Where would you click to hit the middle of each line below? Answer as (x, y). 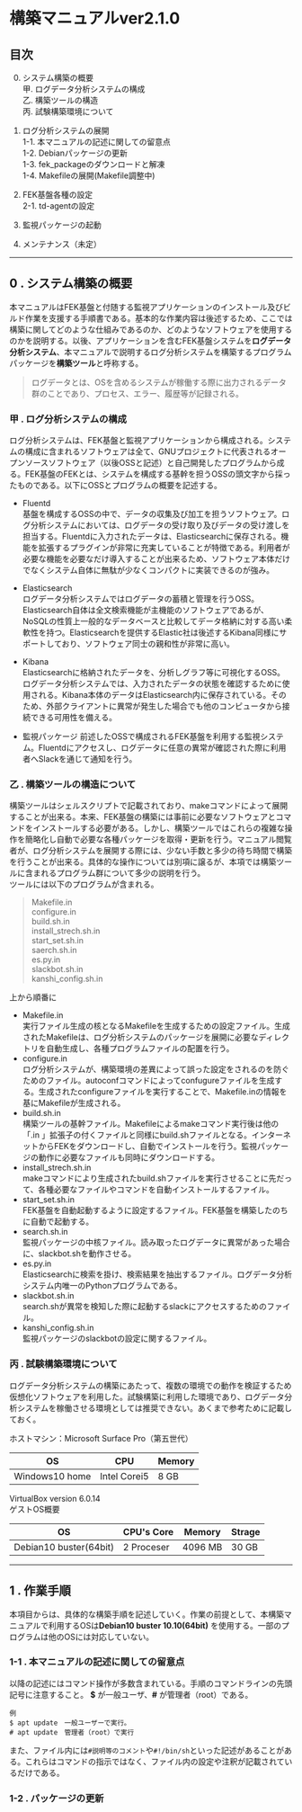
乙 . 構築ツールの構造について (73, 785)
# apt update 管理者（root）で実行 (72, 1732)
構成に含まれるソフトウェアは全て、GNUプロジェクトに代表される (148, 451)
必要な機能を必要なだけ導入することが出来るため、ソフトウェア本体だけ (156, 559)
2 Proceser (146, 1547)
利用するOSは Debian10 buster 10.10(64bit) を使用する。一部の (164, 1625)
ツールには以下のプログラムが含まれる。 (84, 884)
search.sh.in (45, 1232)
